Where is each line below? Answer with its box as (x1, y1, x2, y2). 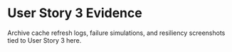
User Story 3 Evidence (7, 5, 142, 21)
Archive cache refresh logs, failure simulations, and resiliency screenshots (7, 28, 226, 37)
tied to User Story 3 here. (7, 36, 82, 44)
